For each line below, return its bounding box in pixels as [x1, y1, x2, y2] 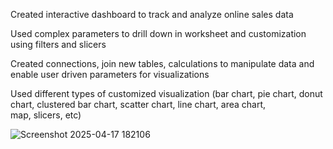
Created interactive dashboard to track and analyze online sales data [10, 9, 294, 20]
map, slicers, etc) [10, 109, 82, 121]
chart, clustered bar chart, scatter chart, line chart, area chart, [10, 99, 267, 110]
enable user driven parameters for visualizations [10, 69, 210, 80]
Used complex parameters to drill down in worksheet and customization [10, 28, 307, 39]
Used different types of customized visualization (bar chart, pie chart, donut [10, 88, 323, 99]
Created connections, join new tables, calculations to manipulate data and [10, 58, 315, 69]
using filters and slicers [10, 39, 107, 50]
